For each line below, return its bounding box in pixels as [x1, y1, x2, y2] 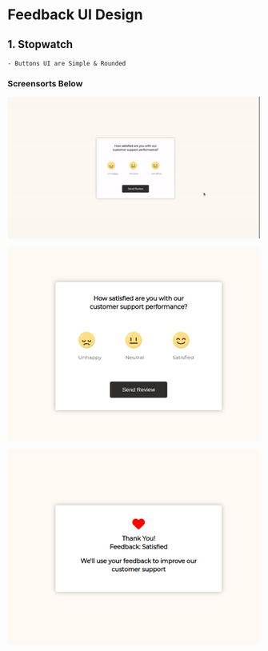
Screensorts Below [7, 78, 83, 89]
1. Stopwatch [7, 38, 74, 51]
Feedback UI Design [7, 6, 143, 24]
